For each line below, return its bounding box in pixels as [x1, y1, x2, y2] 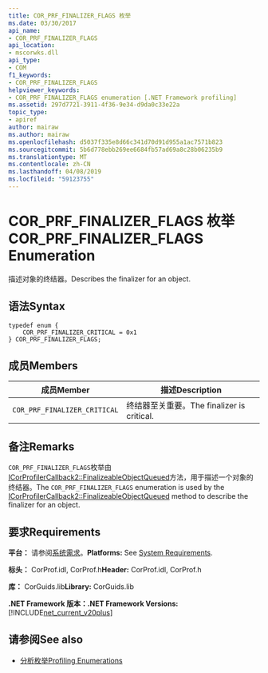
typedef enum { [8, 321, 59, 329]
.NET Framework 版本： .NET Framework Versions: [8, 599, 179, 608]
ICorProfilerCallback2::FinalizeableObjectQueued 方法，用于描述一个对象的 [8, 472, 254, 482]
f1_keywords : [8, 71, 52, 79]
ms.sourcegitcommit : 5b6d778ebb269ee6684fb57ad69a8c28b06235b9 [8, 145, 223, 153]
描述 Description [160, 384, 222, 396]
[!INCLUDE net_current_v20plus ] [8, 608, 113, 618]
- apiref [8, 116, 37, 124]
